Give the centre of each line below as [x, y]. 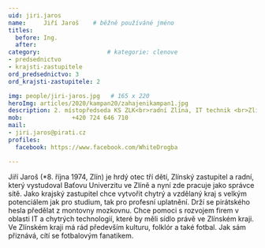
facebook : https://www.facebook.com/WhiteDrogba [97, 147]
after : [26, 45]
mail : [17, 126]
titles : [21, 30]
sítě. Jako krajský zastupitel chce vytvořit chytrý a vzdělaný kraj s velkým [127, 194]
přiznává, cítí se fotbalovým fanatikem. [71, 235]
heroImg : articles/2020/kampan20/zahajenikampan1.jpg [99, 103]
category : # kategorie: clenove [93, 52]
